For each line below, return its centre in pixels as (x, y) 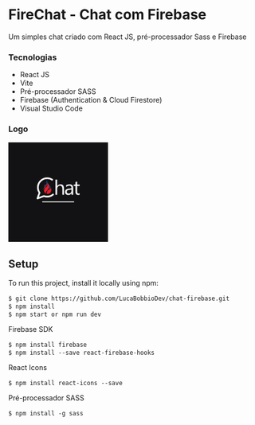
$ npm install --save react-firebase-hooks (82, 353)
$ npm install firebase (48, 345)
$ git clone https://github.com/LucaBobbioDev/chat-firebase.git (119, 299)
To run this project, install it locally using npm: (84, 283)
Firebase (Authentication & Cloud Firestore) (91, 100)
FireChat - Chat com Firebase (108, 15)
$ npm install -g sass (46, 414)
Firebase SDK (31, 329)
